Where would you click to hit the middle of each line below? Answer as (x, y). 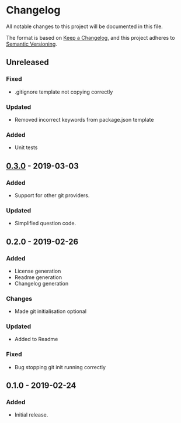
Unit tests (26, 147)
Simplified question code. (45, 223)
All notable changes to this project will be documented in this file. (85, 26)
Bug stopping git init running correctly (60, 367)
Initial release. (31, 415)
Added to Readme (36, 339)
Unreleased (28, 62)
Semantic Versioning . (32, 44)
